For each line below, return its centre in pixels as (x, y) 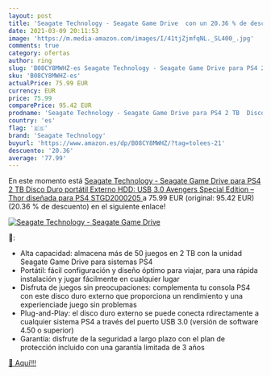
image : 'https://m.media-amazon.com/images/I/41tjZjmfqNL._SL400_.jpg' (131, 38)
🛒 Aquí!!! (23, 363)
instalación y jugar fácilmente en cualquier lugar (100, 279)
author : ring (30, 61)
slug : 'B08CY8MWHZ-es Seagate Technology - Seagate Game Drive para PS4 (133, 68)
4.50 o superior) (47, 330)
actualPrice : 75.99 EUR (48, 83)
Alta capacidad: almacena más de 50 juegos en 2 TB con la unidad (131, 254)
